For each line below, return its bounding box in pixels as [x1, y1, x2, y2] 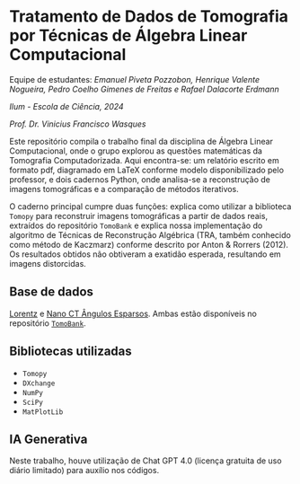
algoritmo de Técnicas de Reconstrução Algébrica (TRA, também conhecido [9, 229, 292, 240]
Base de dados [9, 285, 94, 300]
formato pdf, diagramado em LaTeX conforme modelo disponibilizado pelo [9, 164, 285, 175]
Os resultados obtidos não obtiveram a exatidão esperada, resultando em [9, 249, 281, 260]
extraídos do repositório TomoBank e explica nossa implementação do [9, 220, 263, 231]
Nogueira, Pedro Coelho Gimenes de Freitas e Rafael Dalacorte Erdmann [9, 84, 280, 94]
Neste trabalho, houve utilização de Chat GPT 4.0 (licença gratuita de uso [9, 455, 282, 466]
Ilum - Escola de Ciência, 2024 [9, 101, 124, 111]
